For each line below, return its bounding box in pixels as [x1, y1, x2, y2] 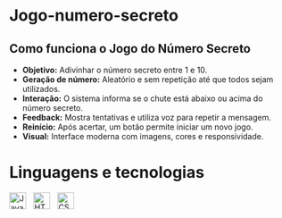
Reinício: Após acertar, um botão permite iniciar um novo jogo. [21, 122, 253, 132]
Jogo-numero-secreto [9, 5, 178, 26]
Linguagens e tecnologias [9, 163, 205, 183]
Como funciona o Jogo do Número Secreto [9, 41, 252, 56]
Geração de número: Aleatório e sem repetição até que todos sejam [21, 74, 274, 85]
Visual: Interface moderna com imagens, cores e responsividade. [21, 131, 264, 141]
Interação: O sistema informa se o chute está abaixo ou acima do [21, 93, 263, 104]
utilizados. [21, 84, 61, 94]
